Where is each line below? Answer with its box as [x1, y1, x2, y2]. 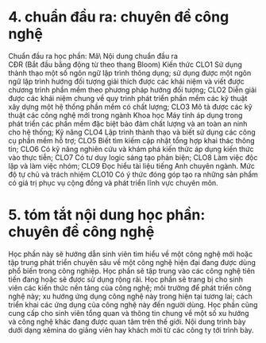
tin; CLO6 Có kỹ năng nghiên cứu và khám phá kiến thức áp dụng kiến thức [8, 144, 254, 154]
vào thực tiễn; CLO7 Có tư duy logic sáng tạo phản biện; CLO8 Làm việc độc [8, 152, 258, 162]
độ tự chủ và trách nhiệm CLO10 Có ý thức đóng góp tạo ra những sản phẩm [8, 170, 258, 179]
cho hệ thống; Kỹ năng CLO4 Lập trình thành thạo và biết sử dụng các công [8, 127, 256, 137]
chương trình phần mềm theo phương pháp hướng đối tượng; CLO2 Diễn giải [8, 84, 256, 95]
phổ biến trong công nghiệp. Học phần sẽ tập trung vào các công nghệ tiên [8, 266, 256, 275]
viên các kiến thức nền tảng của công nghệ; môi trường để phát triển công [8, 283, 252, 292]
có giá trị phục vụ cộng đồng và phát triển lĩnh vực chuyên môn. [8, 177, 218, 187]
